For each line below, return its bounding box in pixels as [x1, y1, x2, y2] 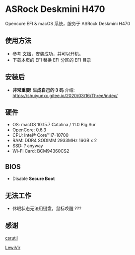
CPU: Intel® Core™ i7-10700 [12, 132, 68, 138]
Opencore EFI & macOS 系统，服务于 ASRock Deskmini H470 [5, 20, 131, 26]
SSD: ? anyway [12, 143, 43, 149]
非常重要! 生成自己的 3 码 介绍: [12, 87, 75, 93]
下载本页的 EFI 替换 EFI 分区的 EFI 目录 [12, 57, 91, 63]
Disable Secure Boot [12, 175, 55, 182]
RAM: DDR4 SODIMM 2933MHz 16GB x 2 [12, 138, 97, 144]
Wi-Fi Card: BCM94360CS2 [12, 148, 69, 154]
